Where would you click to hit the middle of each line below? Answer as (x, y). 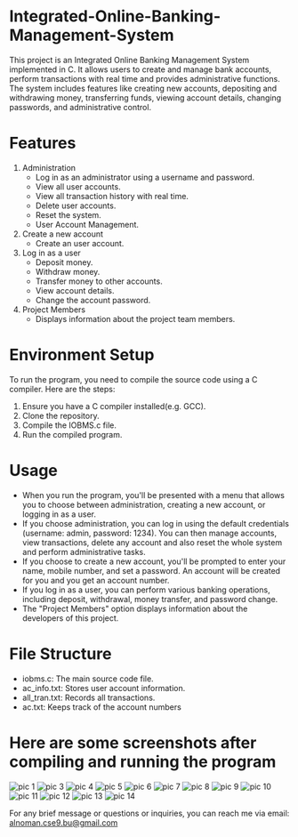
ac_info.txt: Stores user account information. (104, 688)
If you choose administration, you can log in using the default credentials (155, 523)
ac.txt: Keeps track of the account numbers (102, 707)
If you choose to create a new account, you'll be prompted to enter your (154, 561)
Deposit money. (64, 262)
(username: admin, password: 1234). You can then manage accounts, (149, 533)
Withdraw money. (68, 271)
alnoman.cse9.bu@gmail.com (64, 822)
